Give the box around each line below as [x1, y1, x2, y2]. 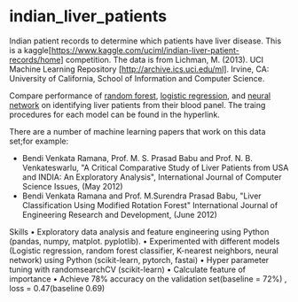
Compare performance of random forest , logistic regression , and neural [9, 90, 271, 101]
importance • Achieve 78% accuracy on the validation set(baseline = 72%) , [9, 273, 287, 284]
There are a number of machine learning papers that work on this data [9, 126, 266, 136]
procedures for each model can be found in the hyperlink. [9, 109, 220, 120]
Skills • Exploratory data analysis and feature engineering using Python [9, 226, 270, 236]
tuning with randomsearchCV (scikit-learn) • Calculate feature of [9, 264, 247, 275]
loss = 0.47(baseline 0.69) [9, 283, 106, 293]
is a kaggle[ [9, 44, 51, 55]
